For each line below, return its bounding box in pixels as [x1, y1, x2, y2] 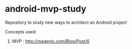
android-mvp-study [5, 3, 87, 15]
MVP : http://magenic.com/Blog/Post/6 [12, 38, 89, 44]
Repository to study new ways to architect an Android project [5, 19, 127, 25]
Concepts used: [5, 29, 37, 34]
